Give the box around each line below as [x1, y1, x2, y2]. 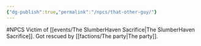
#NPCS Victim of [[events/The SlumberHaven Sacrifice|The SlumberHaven [6, 26, 196, 33]
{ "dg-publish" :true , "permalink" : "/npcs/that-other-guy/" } [6, 9, 157, 15]
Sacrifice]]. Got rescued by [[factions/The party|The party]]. [6, 32, 158, 40]
